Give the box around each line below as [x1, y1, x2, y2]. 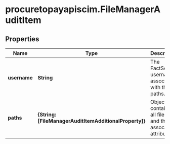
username [8, 74, 33, 81]
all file [150, 111, 164, 118]
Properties [5, 35, 39, 43]
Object [150, 98, 166, 105]
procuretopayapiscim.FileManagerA [5, 4, 161, 15]
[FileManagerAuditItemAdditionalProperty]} [37, 118, 146, 124]
